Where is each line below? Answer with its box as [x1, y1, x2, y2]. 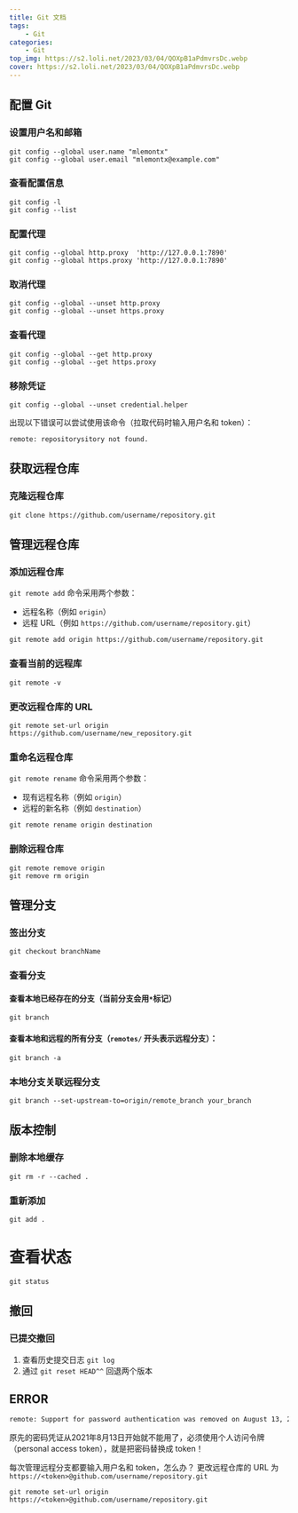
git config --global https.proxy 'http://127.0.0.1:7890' [9, 257, 228, 265]
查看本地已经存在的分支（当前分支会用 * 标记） [9, 993, 177, 1003]
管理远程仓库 [9, 537, 80, 552]
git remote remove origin [9, 863, 105, 873]
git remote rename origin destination [9, 820, 153, 830]
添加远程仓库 [9, 566, 65, 578]
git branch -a [9, 1053, 62, 1062]
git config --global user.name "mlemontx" [9, 147, 169, 156]
